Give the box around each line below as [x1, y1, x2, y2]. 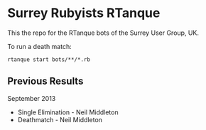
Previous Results [7, 75, 84, 87]
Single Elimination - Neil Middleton [17, 108, 119, 117]
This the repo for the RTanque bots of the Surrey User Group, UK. [7, 28, 199, 37]
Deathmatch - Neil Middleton [17, 115, 103, 124]
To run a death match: [7, 42, 72, 50]
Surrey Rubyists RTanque [7, 5, 161, 21]
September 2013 [7, 94, 56, 102]
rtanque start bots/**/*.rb [7, 55, 91, 63]
